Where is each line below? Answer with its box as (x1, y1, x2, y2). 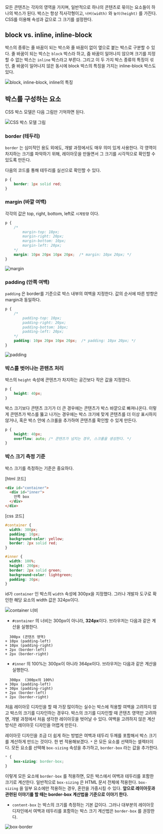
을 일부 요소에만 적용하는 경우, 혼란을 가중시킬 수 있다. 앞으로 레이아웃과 (19, 785, 155, 791)
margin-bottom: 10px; (22, 238, 67, 243)
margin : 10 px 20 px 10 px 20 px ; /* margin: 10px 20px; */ (14, 252, 132, 257)
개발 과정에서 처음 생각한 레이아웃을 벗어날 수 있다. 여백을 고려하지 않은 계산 (11, 716, 156, 722)
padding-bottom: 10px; (22, 324, 69, 330)
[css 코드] (5, 513, 24, 519)
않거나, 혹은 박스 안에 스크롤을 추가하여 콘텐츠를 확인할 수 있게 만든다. (5, 417, 137, 423)
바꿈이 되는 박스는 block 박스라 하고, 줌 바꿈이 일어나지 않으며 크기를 (16, 50, 147, 56)
